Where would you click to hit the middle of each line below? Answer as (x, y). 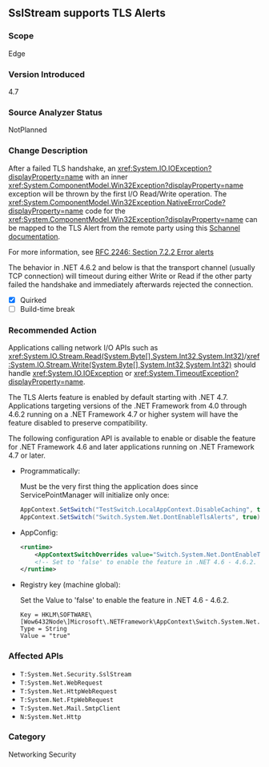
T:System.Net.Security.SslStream (76, 674)
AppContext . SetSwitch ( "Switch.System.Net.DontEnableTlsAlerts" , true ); (142, 517)
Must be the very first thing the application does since (109, 486)
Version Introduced (47, 74)
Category (27, 737)
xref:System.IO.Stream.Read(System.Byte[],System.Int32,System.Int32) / (128, 356)
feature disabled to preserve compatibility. (78, 423)
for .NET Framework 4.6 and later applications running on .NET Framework (131, 447)
